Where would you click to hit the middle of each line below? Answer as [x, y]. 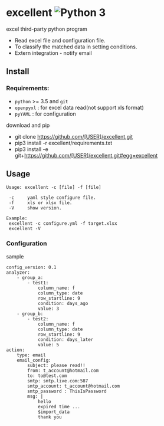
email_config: [34, 360]
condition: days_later [65, 339]
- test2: [38, 319]
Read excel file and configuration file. [60, 40]
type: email [31, 355]
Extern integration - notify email [53, 53]
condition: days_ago [63, 303]
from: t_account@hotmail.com [63, 371]
